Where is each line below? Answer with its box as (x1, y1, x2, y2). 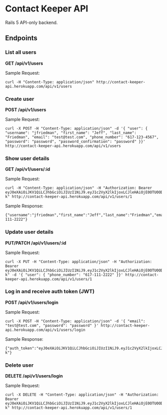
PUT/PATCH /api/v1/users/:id (5, 240, 67, 246)
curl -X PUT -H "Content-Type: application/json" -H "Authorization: (5, 259, 153, 264)
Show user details (5, 155, 50, 162)
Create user (5, 95, 34, 102)
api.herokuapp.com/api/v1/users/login (5, 327, 85, 332)
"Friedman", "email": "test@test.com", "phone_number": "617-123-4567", (5, 135, 159, 139)
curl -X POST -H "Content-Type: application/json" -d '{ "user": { (5, 126, 148, 131)
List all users (5, 49, 36, 56)
